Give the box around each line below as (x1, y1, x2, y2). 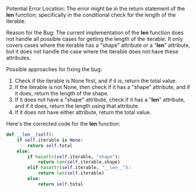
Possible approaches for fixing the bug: (6, 66, 102, 73)
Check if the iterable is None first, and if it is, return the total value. (14, 77, 178, 84)
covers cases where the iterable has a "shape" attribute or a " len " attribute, (6, 41, 191, 49)
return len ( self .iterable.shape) (37, 159, 120, 165)
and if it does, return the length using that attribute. (14, 103, 140, 109)
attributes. (6, 55, 31, 61)
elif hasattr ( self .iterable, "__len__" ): (27, 165, 131, 171)
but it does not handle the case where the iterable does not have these (6, 48, 179, 55)
